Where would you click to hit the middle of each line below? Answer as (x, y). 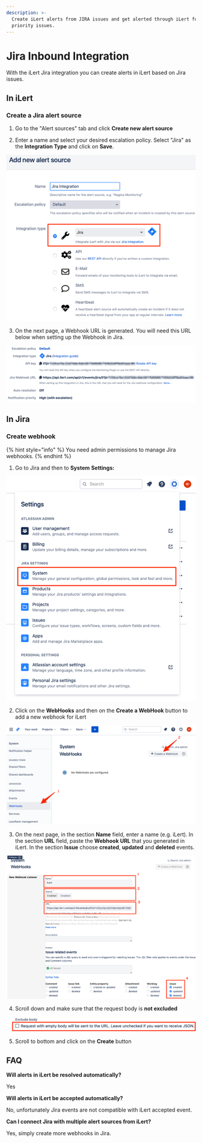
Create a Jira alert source (44, 115)
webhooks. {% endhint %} (39, 456)
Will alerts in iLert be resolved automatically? (64, 1075)
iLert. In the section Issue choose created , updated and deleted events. (105, 848)
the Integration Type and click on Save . (64, 146)
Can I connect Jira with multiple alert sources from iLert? (79, 1122)
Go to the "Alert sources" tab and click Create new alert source (94, 128)
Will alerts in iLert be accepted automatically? (65, 1098)
